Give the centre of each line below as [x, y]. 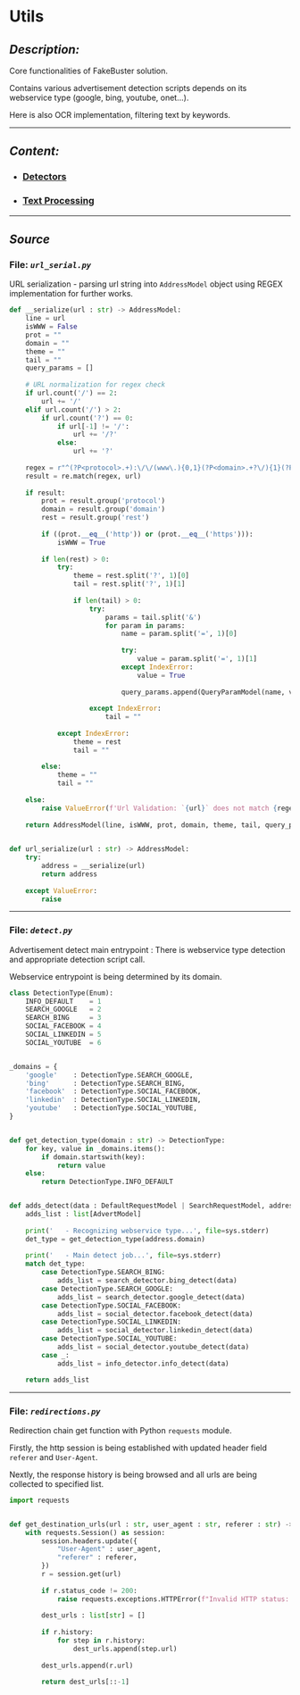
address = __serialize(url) [93, 866]
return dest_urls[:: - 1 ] [85, 1682]
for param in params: [145, 626]
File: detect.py [41, 931]
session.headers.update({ [90, 1541]
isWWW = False [51, 327]
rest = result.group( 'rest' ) [96, 518]
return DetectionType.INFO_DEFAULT [108, 1182]
